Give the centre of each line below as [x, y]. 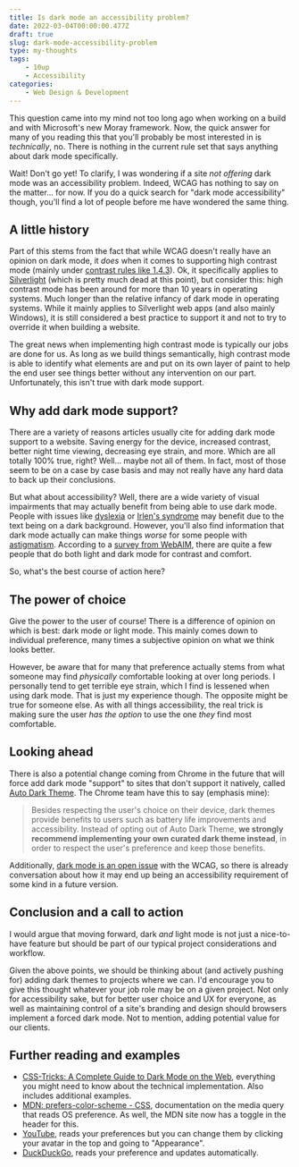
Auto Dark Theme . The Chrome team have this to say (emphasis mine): [140, 792]
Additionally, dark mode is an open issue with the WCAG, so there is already [149, 865]
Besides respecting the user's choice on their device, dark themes [153, 809]
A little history [49, 229]
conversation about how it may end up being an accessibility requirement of [149, 875]
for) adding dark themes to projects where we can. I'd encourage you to [141, 979]
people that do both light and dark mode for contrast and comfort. [130, 554]
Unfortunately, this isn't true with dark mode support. [107, 383]
